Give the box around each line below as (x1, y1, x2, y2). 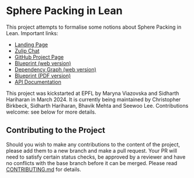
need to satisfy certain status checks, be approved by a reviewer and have (6, 153, 186, 160)
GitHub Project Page (14, 53, 64, 60)
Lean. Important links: (6, 29, 58, 36)
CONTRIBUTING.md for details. (6, 166, 82, 173)
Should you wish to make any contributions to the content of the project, (6, 141, 180, 148)
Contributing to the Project (6, 125, 105, 135)
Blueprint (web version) (14, 60, 71, 67)
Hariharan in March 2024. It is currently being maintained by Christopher (6, 95, 181, 103)
